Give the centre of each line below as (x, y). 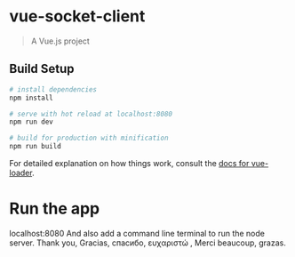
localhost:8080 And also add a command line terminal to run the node (137, 233)
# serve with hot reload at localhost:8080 (91, 114)
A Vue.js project (60, 41)
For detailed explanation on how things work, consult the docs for (129, 163)
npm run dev (31, 122)
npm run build (36, 147)
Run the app (55, 209)
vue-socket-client (77, 16)
